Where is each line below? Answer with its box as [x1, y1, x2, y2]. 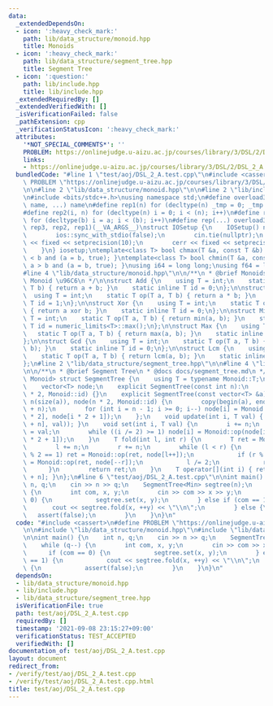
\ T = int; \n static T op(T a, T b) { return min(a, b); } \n [23, 314, 245, 322]
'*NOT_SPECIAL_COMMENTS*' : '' [23, 140, 126, 149]
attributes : [15, 133, 57, 141]
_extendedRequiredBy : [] [15, 95, 100, 103]
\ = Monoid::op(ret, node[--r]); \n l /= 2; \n [23, 458, 220, 466]
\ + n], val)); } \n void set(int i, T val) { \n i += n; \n [23, 421, 260, 429]
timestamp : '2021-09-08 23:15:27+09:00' [15, 624, 154, 633]
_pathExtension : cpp [15, 118, 85, 126]
